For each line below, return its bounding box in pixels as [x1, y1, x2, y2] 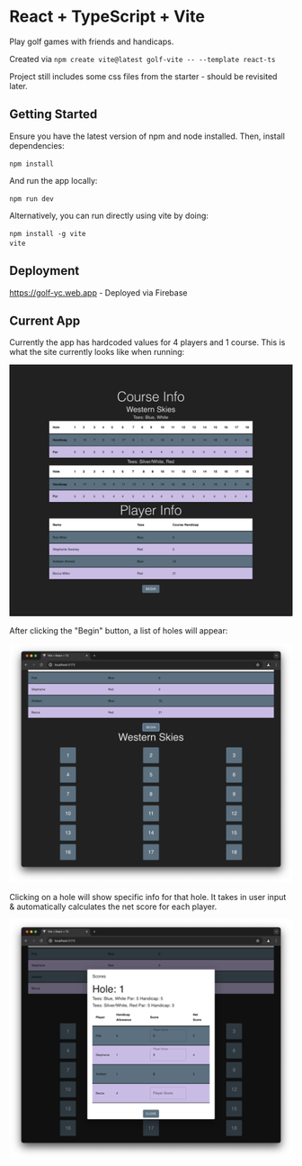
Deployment [9, 263, 80, 278]
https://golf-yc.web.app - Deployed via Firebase [9, 287, 188, 298]
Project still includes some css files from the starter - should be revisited [9, 70, 278, 82]
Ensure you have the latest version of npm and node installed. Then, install [9, 131, 286, 141]
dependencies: [9, 140, 65, 150]
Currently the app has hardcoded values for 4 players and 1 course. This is [9, 337, 286, 348]
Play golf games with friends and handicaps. [9, 36, 174, 47]
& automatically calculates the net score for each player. [9, 901, 218, 912]
